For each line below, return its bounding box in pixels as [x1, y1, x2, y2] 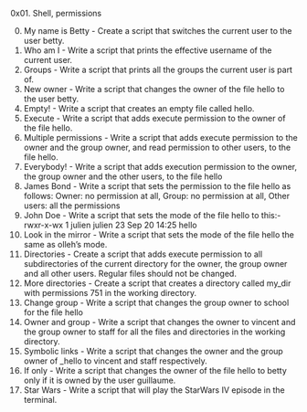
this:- [260, 210, 281, 220]
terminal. [23, 395, 58, 405]
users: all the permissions [23, 200, 121, 211]
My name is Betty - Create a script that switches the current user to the [23, 26, 292, 36]
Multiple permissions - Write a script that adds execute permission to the [23, 132, 298, 143]
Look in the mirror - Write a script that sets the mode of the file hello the [23, 229, 295, 240]
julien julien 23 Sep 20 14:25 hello [70, 219, 197, 230]
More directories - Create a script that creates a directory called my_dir [23, 278, 291, 289]
